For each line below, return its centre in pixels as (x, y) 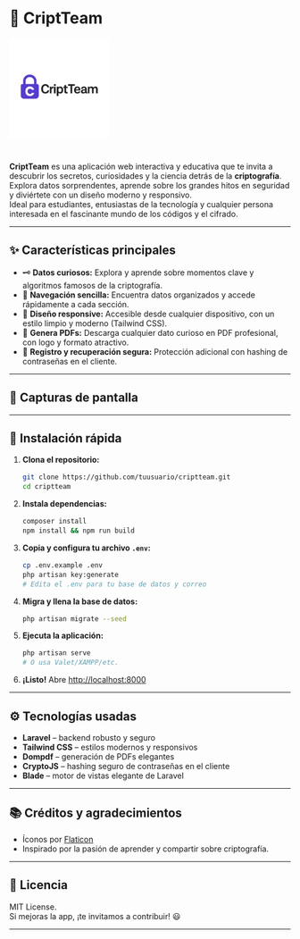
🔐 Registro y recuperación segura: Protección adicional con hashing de (155, 351)
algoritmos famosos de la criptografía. (92, 285)
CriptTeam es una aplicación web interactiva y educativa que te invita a (141, 166)
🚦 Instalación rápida (66, 438)
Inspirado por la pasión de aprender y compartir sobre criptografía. (146, 849)
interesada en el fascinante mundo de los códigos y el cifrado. (124, 214)
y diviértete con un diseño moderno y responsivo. (100, 195)
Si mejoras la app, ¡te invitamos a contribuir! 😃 (95, 916)
